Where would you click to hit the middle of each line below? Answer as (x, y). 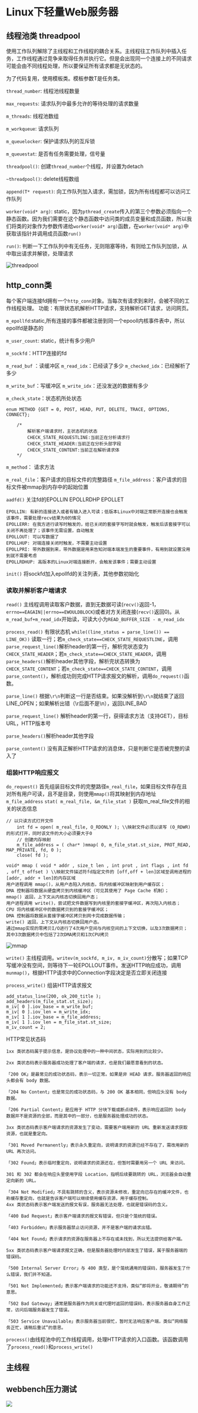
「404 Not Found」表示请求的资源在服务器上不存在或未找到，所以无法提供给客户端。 (96, 1239)
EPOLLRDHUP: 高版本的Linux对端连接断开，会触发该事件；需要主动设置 (81, 562)
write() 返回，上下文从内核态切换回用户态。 (54, 922)
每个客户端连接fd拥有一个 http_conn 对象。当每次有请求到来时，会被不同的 (95, 301)
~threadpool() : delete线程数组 (43, 179)
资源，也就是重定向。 (28, 1134)
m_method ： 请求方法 (30, 467)
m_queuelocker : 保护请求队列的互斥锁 (51, 141)
